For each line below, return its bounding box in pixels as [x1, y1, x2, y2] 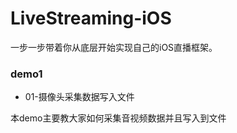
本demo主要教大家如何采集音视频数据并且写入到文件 [10, 112, 227, 124]
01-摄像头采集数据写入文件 [24, 91, 135, 103]
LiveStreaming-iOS [10, 7, 172, 30]
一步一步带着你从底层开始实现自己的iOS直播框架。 [10, 41, 218, 53]
